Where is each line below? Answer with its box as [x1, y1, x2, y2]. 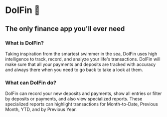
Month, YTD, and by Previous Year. [5, 106, 77, 112]
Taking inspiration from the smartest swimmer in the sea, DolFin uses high [5, 50, 158, 56]
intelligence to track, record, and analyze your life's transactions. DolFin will [5, 56, 161, 62]
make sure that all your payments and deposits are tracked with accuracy [5, 61, 156, 67]
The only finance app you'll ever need [5, 24, 125, 33]
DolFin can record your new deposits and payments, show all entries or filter [5, 90, 162, 96]
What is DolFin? [5, 39, 44, 46]
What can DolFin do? [5, 79, 56, 86]
